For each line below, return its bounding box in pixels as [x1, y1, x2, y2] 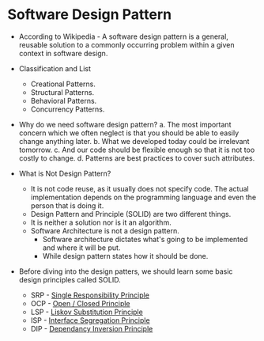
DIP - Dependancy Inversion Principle [30, 324, 153, 333]
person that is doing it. [30, 200, 104, 210]
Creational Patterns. [30, 79, 96, 89]
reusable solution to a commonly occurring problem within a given [18, 40, 235, 49]
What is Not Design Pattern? [18, 169, 111, 178]
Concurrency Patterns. [30, 104, 105, 114]
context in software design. [18, 48, 108, 58]
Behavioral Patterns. [30, 96, 97, 105]
